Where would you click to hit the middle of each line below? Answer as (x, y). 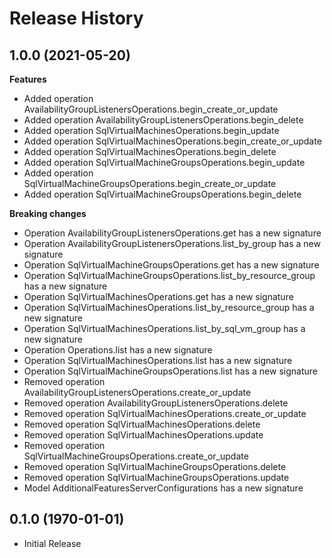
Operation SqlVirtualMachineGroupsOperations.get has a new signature (171, 265)
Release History (76, 18)
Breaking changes (48, 213)
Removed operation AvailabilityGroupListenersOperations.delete (156, 403)
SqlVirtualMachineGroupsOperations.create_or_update (136, 456)
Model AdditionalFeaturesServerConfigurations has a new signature (163, 488)
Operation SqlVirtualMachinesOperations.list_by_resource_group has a (169, 307)
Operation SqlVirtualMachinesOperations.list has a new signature (158, 360)
